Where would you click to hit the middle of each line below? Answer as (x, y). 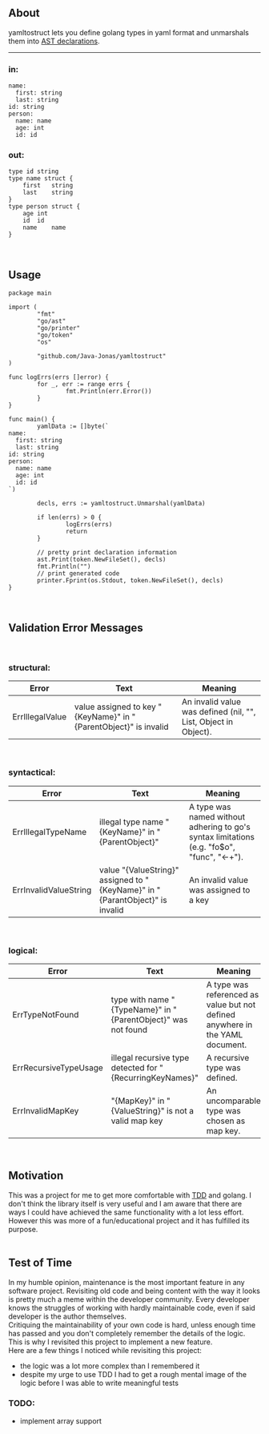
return (76, 532)
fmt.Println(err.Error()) (108, 392)
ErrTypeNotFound (46, 1014)
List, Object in (207, 722)
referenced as (233, 994)
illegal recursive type (150, 1057)
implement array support (61, 1420)
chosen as (226, 1121)
